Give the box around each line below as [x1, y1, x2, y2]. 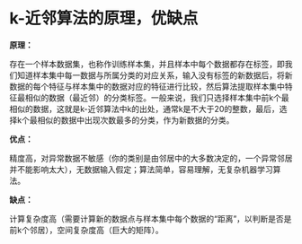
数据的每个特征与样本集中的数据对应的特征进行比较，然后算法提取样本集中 [9, 81, 285, 91]
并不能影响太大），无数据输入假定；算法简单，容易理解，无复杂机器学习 [9, 163, 273, 175]
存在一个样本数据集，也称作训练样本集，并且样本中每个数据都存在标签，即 [9, 58, 285, 69]
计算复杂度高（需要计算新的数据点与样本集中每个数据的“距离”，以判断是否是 [9, 213, 292, 224]
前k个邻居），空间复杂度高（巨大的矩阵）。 [9, 224, 164, 235]
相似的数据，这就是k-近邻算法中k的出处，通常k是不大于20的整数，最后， [9, 103, 280, 114]
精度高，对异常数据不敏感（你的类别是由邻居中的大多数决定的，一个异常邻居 [9, 152, 293, 163]
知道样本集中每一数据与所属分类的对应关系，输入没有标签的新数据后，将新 [16, 69, 293, 81]
